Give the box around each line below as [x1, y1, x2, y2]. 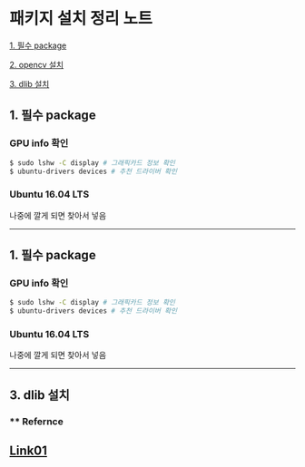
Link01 [9, 443, 48, 459]
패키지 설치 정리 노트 [9, 8, 152, 29]
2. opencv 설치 [9, 59, 64, 70]
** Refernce [9, 414, 64, 427]
